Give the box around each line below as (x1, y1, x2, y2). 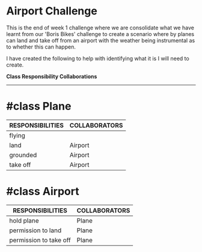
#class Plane (6, 100, 72, 113)
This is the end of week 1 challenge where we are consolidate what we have (6, 24, 194, 31)
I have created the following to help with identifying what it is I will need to (6, 55, 189, 62)
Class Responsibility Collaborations (6, 73, 97, 80)
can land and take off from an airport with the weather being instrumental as (6, 37, 195, 44)
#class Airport (6, 185, 79, 199)
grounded (9, 151, 37, 159)
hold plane (9, 216, 39, 224)
